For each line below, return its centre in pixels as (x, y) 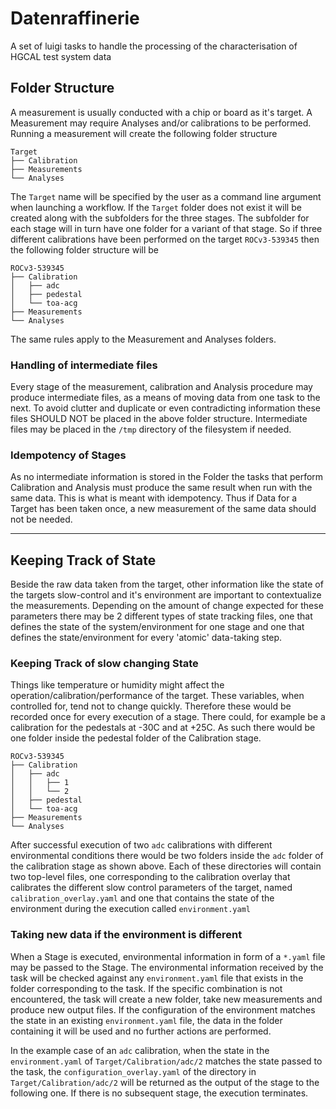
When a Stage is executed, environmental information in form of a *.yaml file (168, 956)
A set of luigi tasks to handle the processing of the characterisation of (154, 46)
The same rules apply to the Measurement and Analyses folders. (143, 339)
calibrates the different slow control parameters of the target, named (151, 888)
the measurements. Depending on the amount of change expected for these (167, 606)
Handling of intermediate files (84, 365)
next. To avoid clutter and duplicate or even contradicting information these (166, 408)
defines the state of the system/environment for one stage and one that (157, 627)
